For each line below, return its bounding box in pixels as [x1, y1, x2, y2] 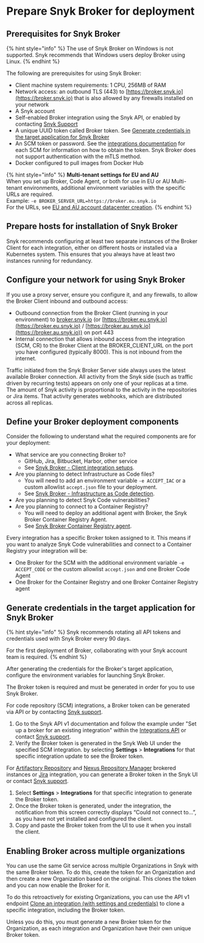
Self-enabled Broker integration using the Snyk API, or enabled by [15, 114, 181, 121]
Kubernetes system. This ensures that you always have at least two [6, 250, 175, 258]
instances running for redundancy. [6, 257, 93, 264]
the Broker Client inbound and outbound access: [6, 297, 128, 305]
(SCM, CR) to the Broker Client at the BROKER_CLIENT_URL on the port [15, 341, 193, 349]
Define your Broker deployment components [6, 417, 179, 427]
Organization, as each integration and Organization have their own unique [6, 925, 191, 932]
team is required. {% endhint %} [6, 654, 87, 661]
